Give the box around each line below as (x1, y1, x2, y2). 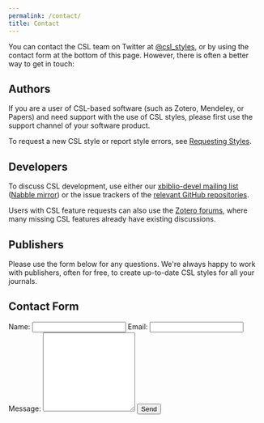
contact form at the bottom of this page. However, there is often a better (8, 50, 249, 60)
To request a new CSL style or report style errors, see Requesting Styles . (8, 137, 253, 146)
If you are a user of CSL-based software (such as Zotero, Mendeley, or (8, 104, 245, 113)
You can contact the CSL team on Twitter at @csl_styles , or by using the (8, 41, 249, 51)
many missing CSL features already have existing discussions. (8, 214, 216, 224)
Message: (8, 404, 42, 413)
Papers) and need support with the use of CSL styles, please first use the (8, 112, 253, 122)
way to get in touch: (8, 58, 75, 69)
